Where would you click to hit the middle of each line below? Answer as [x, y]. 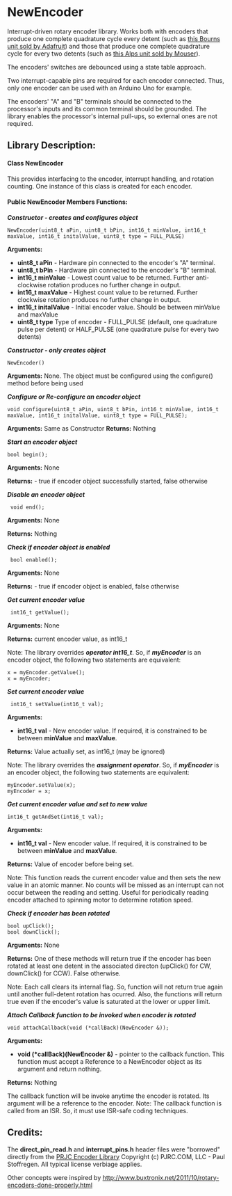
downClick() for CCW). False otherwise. [64, 973]
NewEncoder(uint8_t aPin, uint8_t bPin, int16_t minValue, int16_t [107, 230]
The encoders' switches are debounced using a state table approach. [107, 67]
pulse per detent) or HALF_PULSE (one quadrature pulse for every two [118, 329]
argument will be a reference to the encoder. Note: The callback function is [115, 1103]
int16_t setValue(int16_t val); [57, 704]
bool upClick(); [31, 926]
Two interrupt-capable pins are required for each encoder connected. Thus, [116, 80]
